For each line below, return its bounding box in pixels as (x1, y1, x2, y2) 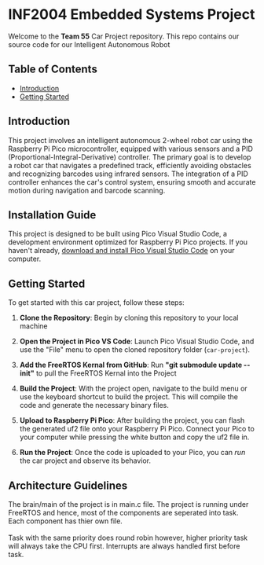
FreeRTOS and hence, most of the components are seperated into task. (8, 508, 239, 517)
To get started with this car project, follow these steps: (8, 298, 185, 307)
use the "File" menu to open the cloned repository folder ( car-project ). (19, 345, 250, 354)
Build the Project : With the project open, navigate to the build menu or (19, 383, 247, 394)
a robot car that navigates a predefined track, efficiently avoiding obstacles (8, 160, 251, 170)
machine (19, 321, 49, 331)
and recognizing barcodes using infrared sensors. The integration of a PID (8, 169, 249, 178)
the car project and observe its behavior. (19, 456, 152, 465)
